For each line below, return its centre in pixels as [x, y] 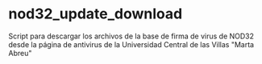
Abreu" [20, 53]
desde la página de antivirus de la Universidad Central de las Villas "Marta [131, 44]
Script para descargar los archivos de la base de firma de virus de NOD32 [131, 36]
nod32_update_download [96, 14]
